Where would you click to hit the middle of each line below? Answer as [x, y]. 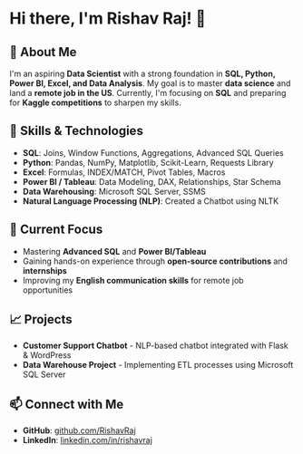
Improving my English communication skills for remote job [133, 280]
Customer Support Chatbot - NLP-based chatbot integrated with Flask [155, 346]
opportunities [48, 290]
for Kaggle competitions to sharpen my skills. [95, 102]
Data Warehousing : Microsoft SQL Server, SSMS [114, 191]
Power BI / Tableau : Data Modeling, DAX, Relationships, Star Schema [151, 181]
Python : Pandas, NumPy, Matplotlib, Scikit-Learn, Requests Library [148, 162]
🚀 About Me [43, 52]
